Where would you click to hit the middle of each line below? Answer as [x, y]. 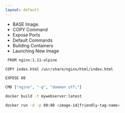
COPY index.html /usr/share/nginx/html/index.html [59, 69]
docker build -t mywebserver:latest [43, 96]
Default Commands [32, 40]
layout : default [22, 10]
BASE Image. [26, 24]
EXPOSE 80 [16, 78]
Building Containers [33, 45]
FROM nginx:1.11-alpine [32, 60]
